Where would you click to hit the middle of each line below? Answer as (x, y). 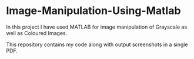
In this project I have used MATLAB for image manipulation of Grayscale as (97, 27)
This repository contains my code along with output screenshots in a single (97, 44)
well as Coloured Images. (37, 33)
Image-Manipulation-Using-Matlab (93, 11)
